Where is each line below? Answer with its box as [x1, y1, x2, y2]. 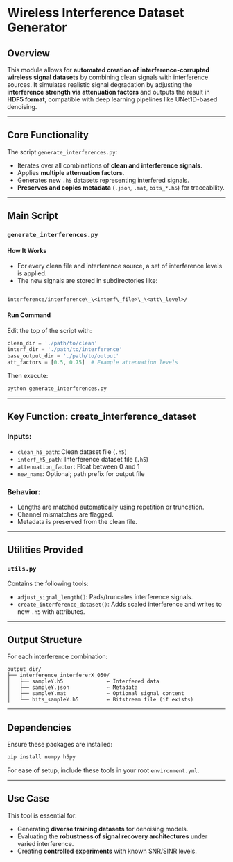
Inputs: [7, 432, 32, 441]
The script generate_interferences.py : [7, 147, 118, 156]
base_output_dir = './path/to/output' [7, 352, 119, 359]
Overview [7, 47, 51, 59]
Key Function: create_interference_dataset [7, 411, 196, 423]
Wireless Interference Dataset [7, 5, 184, 21]
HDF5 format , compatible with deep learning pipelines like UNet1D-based [7, 95, 218, 104]
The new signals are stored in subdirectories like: [17, 277, 158, 285]
